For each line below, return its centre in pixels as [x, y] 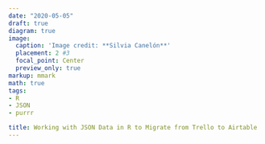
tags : [17, 91]
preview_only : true [48, 68]
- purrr [21, 113]
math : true [27, 83]
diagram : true [32, 31]
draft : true [28, 23]
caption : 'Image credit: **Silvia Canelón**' [93, 46]
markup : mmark [32, 76]
